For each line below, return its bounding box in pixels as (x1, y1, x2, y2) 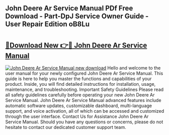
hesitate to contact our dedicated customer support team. (5, 124, 126, 130)
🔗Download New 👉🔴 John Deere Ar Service (5, 41, 147, 50)
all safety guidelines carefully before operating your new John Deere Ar (5, 92, 155, 98)
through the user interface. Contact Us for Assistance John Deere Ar (5, 114, 149, 119)
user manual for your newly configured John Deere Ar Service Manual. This (5, 71, 163, 76)
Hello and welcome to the (107, 65, 161, 71)
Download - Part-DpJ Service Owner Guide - (5, 12, 149, 21)
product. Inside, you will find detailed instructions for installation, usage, (5, 81, 156, 87)
